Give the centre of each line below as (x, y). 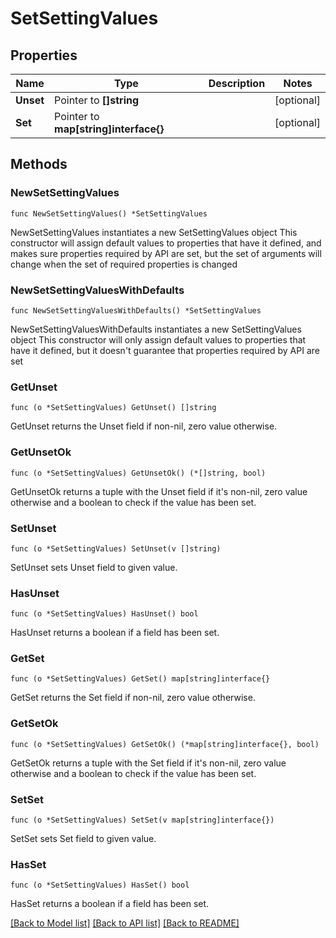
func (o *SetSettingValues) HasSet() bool (100, 885)
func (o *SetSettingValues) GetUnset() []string (113, 408)
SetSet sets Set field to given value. (83, 839)
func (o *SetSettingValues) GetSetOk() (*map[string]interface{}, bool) (165, 744)
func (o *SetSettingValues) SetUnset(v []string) (116, 548)
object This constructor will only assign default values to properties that (158, 339)
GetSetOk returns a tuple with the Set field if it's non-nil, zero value (148, 763)
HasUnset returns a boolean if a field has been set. (115, 633)
